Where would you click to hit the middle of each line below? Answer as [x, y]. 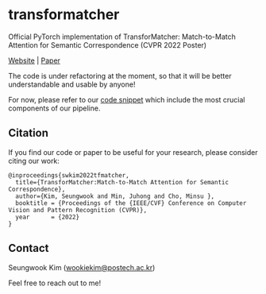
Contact [29, 248]
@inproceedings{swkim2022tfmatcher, [69, 175]
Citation [29, 133]
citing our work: [34, 161]
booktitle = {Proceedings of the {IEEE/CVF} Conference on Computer [131, 203]
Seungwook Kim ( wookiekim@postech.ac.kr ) [82, 267]
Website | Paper [35, 60]
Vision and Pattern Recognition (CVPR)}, [78, 210]
